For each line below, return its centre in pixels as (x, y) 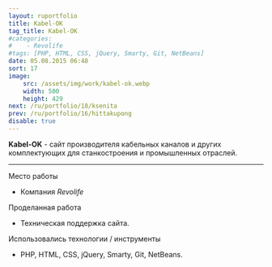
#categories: (30, 38)
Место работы (33, 176)
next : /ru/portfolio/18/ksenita (63, 106)
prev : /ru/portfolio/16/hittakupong (70, 114)
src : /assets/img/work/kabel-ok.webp (87, 83)
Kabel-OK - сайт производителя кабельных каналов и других (115, 144)
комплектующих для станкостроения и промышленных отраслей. (123, 153)
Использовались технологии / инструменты (85, 239)
